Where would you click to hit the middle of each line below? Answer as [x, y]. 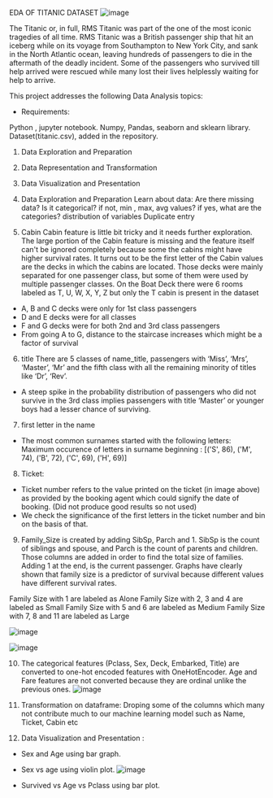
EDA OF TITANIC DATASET [54, 13]
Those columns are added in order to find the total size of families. [132, 557]
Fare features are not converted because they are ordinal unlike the [134, 680]
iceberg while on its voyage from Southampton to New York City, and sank [134, 46]
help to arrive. [32, 80]
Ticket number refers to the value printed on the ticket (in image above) [141, 489]
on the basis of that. [54, 524]
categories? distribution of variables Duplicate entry [108, 216]
